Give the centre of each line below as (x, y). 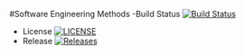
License (37, 31)
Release (37, 41)
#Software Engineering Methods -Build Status (95, 14)
